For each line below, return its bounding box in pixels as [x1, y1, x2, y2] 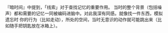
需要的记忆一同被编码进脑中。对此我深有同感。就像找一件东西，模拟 [22, 10, 163, 16]
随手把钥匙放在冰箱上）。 [9, 23, 60, 29]
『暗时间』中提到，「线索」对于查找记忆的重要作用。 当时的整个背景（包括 [5, 4, 157, 10]
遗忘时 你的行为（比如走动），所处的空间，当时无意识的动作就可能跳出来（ [5, 17, 157, 22]
